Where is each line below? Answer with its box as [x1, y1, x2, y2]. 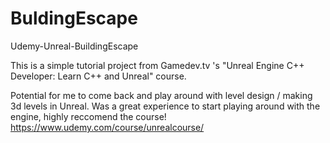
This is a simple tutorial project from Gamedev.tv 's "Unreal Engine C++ [10, 59, 305, 71]
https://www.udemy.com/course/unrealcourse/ [10, 121, 205, 133]
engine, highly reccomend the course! [10, 110, 167, 122]
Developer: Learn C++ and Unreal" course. [10, 70, 187, 82]
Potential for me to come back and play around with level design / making [10, 89, 313, 101]
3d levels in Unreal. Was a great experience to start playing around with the [10, 100, 321, 112]
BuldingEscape [10, 7, 138, 30]
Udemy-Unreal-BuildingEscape [10, 40, 139, 52]
